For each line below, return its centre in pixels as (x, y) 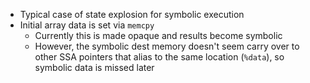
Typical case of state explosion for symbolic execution (132, 14)
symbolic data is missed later (94, 67)
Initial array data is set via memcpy (87, 25)
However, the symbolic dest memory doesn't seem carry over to (167, 46)
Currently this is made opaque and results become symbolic (158, 35)
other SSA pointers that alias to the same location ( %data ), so (159, 57)
